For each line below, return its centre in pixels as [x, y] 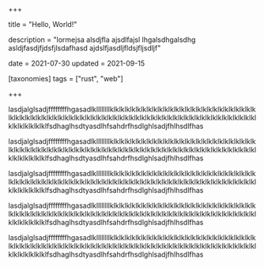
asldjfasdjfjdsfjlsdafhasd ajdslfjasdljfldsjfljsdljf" [85, 48]
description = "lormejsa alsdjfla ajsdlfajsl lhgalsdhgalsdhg [102, 39]
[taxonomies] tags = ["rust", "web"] [66, 79]
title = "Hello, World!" [43, 24]
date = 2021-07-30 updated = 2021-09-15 [76, 63]
